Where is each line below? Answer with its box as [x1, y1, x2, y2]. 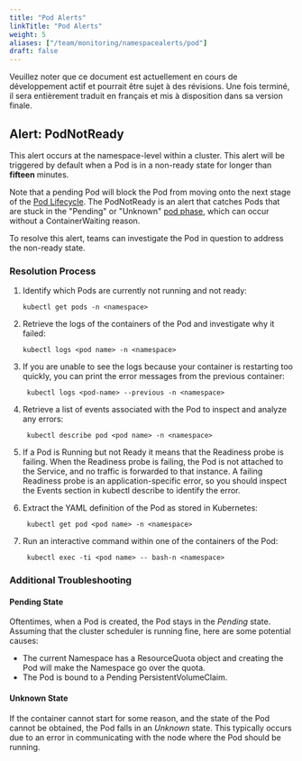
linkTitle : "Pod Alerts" [9, 22, 103, 31]
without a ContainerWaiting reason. [9, 215, 141, 226]
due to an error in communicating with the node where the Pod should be [9, 731, 281, 743]
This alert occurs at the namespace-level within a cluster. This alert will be [9, 149, 286, 160]
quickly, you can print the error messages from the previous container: [22, 371, 286, 382]
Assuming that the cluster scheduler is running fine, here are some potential [9, 626, 291, 637]
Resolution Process [9, 265, 96, 277]
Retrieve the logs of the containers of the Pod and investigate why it [22, 319, 275, 330]
